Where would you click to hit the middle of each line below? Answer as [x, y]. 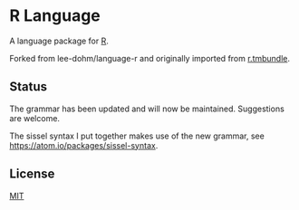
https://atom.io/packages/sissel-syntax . [84, 145]
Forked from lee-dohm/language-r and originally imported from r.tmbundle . [150, 58]
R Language [55, 16]
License [32, 174]
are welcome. [35, 118]
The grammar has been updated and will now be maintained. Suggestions [147, 109]
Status [29, 87]
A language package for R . [59, 41]
